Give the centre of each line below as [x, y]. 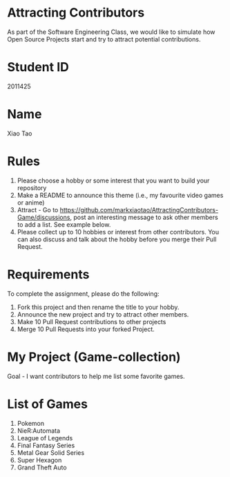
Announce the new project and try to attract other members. [103, 314]
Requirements [48, 274]
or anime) [31, 203]
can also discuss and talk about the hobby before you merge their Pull [117, 239]
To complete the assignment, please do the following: [83, 293]
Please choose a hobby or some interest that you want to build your [113, 180]
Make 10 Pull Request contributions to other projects [92, 321]
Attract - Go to [38, 209]
